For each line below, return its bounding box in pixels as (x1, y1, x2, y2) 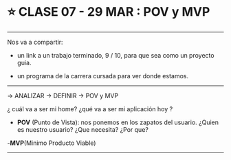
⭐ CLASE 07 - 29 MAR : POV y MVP (7, 4, 210, 20)
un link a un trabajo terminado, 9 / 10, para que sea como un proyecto (16, 51, 214, 59)
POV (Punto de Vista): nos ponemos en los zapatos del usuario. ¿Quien (16, 118, 219, 126)
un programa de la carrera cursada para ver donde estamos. (16, 71, 189, 80)
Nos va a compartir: (7, 38, 63, 46)
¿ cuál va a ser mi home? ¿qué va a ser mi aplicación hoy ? (7, 104, 173, 113)
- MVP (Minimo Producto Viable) (7, 139, 96, 147)
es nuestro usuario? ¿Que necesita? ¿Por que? (16, 125, 149, 133)
